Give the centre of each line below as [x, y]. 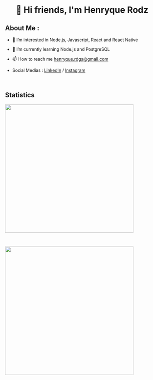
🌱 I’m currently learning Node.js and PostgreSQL [61, 49]
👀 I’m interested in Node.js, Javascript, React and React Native [75, 40]
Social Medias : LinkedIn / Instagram [49, 70]
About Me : [22, 28]
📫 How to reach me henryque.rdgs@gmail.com [60, 59]
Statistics [20, 95]
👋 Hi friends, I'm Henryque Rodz [82, 10]
